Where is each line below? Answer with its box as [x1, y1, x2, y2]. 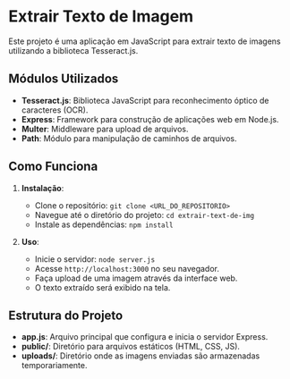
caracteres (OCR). [21, 105, 89, 115]
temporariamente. [21, 360, 88, 371]
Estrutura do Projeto [8, 307, 124, 323]
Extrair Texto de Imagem [8, 6, 194, 27]
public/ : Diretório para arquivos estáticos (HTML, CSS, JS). [21, 341, 241, 352]
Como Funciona [8, 159, 98, 174]
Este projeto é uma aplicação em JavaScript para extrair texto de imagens [8, 36, 281, 46]
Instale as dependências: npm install [34, 219, 174, 230]
